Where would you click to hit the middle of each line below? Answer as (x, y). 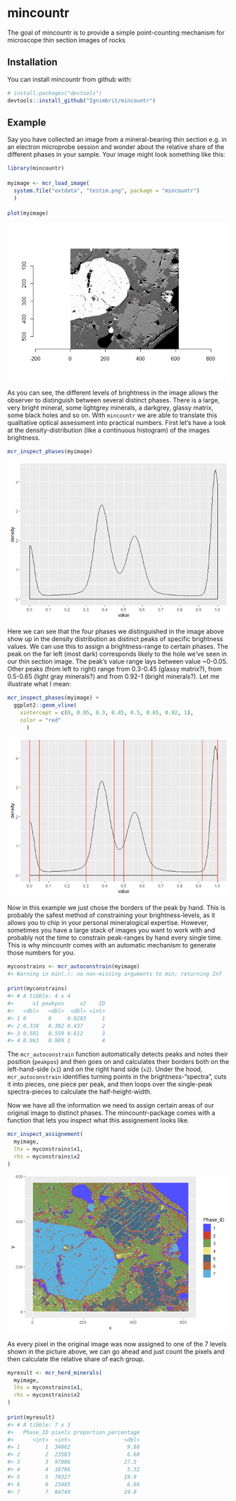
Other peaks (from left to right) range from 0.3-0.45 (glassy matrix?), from (114, 669)
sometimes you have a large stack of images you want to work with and (111, 930)
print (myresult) (31, 1417)
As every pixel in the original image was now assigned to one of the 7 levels (117, 1344)
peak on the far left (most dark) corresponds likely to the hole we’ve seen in (117, 654)
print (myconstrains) (38, 989)
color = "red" (41, 720)
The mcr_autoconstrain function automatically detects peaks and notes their (118, 1054)
